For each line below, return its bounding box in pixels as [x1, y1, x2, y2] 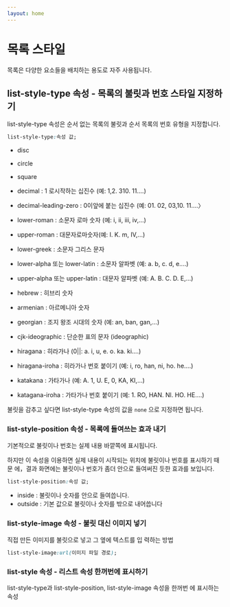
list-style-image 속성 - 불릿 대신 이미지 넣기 [7, 519, 147, 528]
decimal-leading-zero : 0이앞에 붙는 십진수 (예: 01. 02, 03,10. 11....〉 [16, 202, 205, 210]
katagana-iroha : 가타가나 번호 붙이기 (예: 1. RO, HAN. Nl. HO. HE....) [16, 391, 205, 399]
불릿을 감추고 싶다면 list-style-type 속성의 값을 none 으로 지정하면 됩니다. [7, 405, 204, 414]
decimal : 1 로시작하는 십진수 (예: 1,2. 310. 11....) [16, 187, 146, 195]
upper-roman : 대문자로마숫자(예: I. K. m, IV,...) [16, 230, 146, 239]
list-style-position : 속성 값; [7, 478, 89, 485]
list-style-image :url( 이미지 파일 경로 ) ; [7, 549, 117, 556]
